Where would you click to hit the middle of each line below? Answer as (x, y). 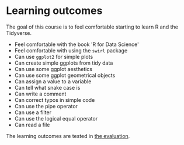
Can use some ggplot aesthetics (53, 69)
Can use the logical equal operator (56, 118)
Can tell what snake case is (47, 87)
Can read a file (32, 125)
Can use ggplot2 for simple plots (54, 56)
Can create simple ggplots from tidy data (64, 63)
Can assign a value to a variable (53, 81)
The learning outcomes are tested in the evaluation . (68, 136)
